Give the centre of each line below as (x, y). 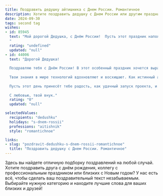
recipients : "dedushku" (33, 117)
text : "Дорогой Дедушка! (34, 59)
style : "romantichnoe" (32, 131)
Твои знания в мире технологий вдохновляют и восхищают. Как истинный (82, 77)
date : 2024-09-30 (23, 18)
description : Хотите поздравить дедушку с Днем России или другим (73, 14)
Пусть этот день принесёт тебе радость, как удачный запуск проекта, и (83, 86)
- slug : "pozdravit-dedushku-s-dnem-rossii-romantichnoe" (65, 144)
